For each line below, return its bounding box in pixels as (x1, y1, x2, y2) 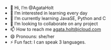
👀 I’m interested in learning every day (10, 10, 88, 16)
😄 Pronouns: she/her (10, 33, 54, 39)
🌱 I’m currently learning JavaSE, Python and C (10, 15, 106, 21)
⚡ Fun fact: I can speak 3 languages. (10, 39, 86, 45)
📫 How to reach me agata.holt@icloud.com (10, 26, 101, 32)
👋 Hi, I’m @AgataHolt (10, 5, 54, 10)
